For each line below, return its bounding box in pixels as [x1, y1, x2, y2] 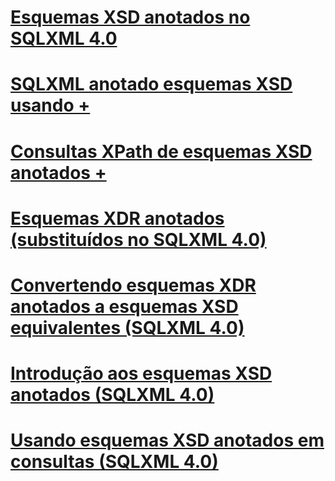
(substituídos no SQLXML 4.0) [10, 228, 267, 251]
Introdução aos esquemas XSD [10, 362, 273, 385]
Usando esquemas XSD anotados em [10, 429, 325, 452]
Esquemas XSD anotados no [10, 6, 251, 29]
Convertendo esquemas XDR [10, 274, 257, 296]
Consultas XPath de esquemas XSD [10, 140, 313, 163]
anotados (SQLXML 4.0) [10, 384, 215, 406]
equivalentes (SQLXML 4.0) [10, 316, 245, 339]
